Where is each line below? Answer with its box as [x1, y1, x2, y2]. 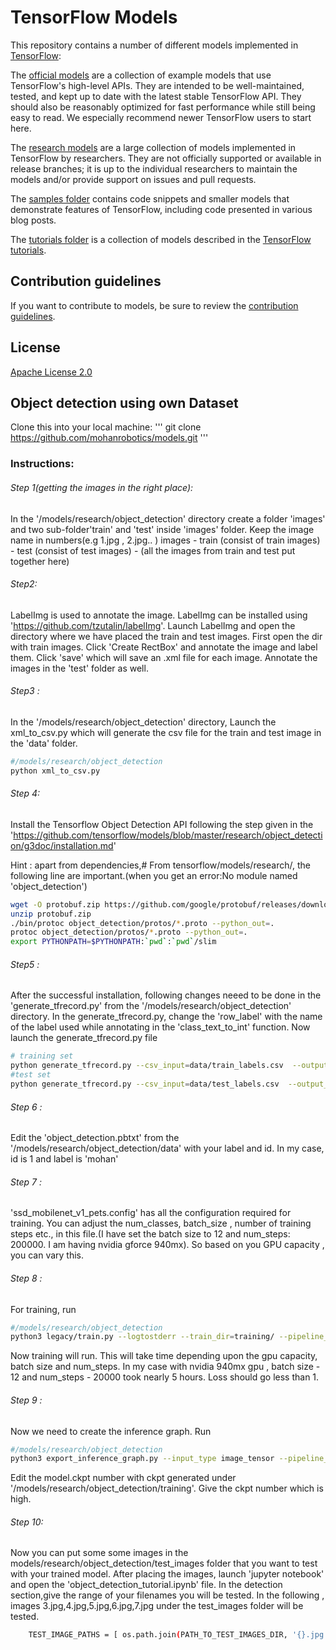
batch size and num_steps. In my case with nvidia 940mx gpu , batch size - [10, 1361, 321, 1373]
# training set [10, 1051, 74, 1061]
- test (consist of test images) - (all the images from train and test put [10, 544, 296, 556]
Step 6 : [10, 1101, 43, 1113]
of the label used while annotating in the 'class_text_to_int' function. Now [10, 1021, 311, 1033]
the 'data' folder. [10, 737, 78, 749]
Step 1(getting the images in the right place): [10, 481, 194, 493]
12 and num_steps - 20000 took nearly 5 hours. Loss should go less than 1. [10, 1371, 320, 1383]
